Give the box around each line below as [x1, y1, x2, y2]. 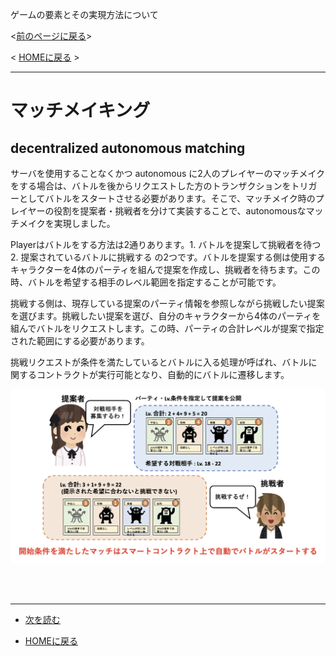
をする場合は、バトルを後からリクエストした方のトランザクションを [10, 180, 292, 192]
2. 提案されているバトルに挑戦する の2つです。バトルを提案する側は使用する [10, 251, 327, 263]
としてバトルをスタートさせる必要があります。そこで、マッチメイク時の [18, 193, 316, 204]
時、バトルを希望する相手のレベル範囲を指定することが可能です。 [10, 276, 282, 288]
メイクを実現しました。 [18, 218, 116, 229]
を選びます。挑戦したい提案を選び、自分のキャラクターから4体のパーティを [10, 310, 322, 322]
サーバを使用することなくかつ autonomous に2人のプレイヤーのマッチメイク [10, 168, 326, 179]
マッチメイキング [10, 99, 151, 122]
